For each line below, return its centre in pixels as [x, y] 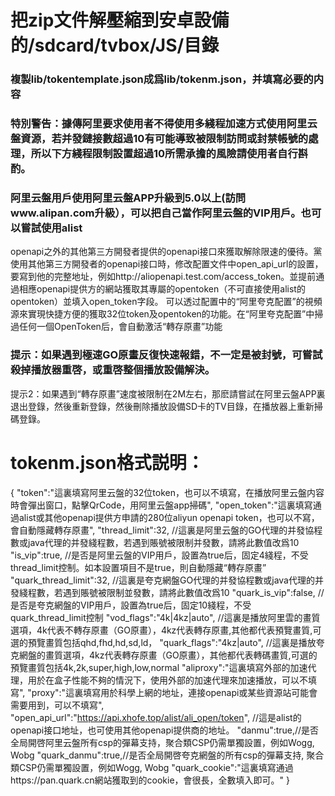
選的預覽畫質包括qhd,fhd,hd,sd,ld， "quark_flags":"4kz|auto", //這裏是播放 [163, 642]
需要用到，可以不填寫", [57, 705]
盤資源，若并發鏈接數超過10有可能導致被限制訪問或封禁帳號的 [159, 139]
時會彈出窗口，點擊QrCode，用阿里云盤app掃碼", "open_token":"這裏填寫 [161, 505]
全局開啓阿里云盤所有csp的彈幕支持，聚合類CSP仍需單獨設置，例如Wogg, [162, 742]
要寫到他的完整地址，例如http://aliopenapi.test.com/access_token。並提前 [163, 277]
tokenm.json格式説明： [107, 462]
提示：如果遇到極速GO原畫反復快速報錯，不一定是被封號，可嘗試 [166, 355]
